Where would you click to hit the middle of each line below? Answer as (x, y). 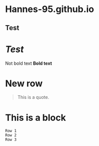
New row (24, 83)
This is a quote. (33, 97)
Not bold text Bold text (29, 63)
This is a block (35, 118)
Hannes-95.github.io (50, 9)
